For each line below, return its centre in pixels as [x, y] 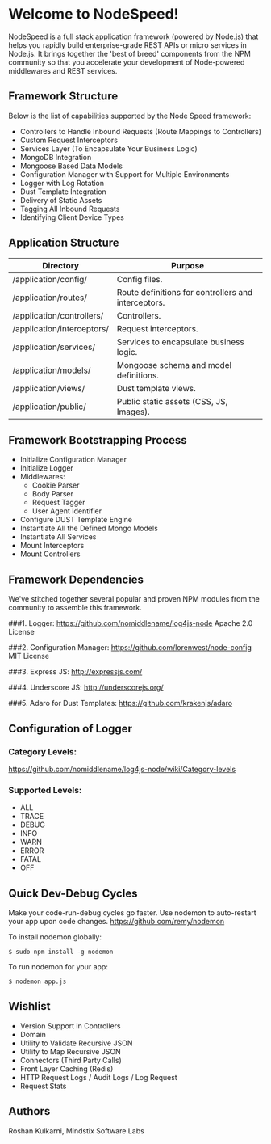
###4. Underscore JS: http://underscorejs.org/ [86, 687]
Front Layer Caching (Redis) [67, 1069]
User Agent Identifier [67, 511]
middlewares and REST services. [63, 70]
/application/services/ [54, 347]
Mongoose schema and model [174, 365]
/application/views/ [49, 388]
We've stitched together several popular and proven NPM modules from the [134, 599]
